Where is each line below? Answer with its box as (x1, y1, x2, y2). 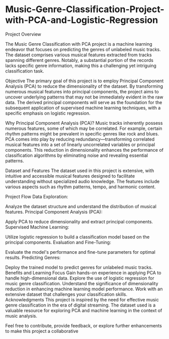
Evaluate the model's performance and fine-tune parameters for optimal (5, 249, 156, 255)
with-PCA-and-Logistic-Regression (5, 14, 158, 26)
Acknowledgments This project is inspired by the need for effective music (5, 296, 159, 302)
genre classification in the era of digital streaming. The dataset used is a (5, 302, 156, 308)
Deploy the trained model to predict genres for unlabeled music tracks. (5, 264, 153, 270)
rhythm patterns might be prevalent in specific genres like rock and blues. (5, 130, 159, 137)
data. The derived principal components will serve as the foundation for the (5, 99, 162, 105)
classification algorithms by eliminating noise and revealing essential (5, 152, 148, 158)
